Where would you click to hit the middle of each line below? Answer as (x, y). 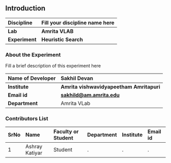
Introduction (25, 8)
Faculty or (66, 132)
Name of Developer (32, 78)
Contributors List (27, 119)
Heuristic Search (62, 39)
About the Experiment (33, 54)
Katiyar (34, 153)
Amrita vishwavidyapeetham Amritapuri (110, 87)
